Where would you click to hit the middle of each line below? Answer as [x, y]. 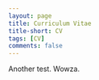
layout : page [30, 16]
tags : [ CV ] [27, 38]
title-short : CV [35, 31]
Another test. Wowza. [44, 69]
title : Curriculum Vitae [50, 23]
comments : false [35, 46]
